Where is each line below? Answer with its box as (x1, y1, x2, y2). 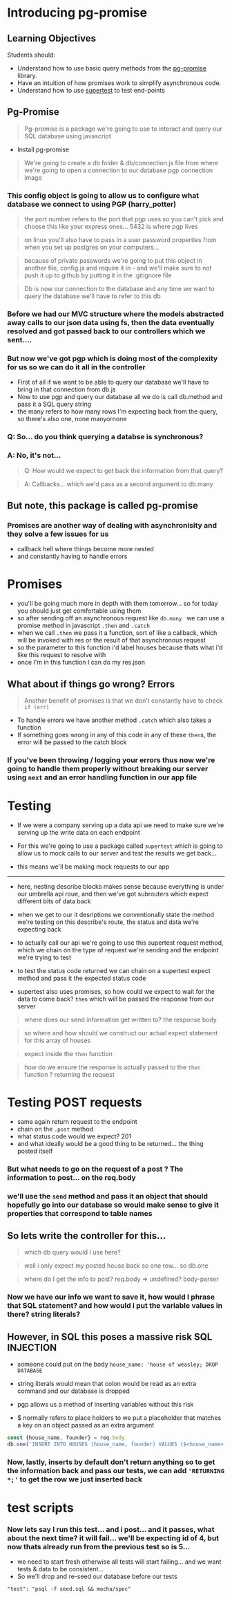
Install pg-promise (17, 145, 70, 154)
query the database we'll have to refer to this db (23, 292, 161, 300)
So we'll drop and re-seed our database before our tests (17, 1572, 177, 1581)
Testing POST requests (7, 1095, 143, 1111)
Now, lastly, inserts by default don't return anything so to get (7, 1457, 215, 1467)
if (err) (23, 703, 50, 710)
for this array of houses (23, 1036, 91, 1044)
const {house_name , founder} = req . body (7, 1434, 126, 1441)
